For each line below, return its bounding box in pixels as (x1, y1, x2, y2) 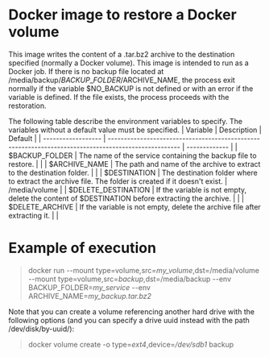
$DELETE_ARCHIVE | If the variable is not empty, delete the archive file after (8, 201, 262, 211)
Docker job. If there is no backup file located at (8, 66, 164, 76)
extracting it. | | (8, 210, 59, 220)
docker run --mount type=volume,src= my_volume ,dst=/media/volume (27, 265, 260, 275)
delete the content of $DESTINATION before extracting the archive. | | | (8, 193, 244, 203)
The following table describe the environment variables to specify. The (8, 116, 243, 126)
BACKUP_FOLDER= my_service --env (27, 282, 151, 292)
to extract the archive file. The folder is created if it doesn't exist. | (8, 176, 228, 186)
